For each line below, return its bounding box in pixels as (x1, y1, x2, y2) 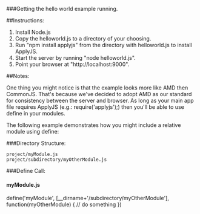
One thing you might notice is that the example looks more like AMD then (6, 84, 188, 91)
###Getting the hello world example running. (6, 5, 118, 12)
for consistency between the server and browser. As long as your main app (6, 97, 194, 104)
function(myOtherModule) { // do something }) (6, 201, 122, 208)
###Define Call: (6, 167, 45, 174)
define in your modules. (6, 110, 65, 117)
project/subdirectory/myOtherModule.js (6, 157, 107, 163)
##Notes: (6, 73, 30, 79)
